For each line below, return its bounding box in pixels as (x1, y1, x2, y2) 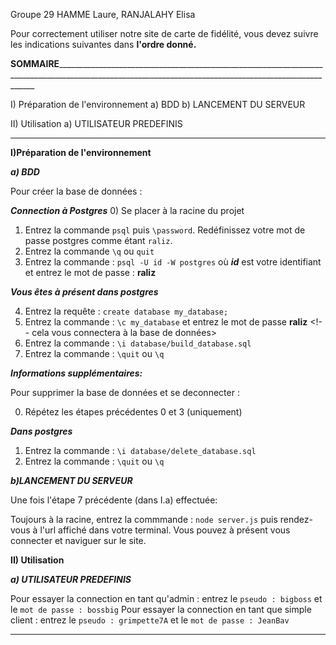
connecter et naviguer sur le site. (10, 535, 147, 546)
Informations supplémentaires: (10, 367, 143, 379)
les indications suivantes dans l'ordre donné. (10, 39, 197, 50)
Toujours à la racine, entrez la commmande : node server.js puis (10, 514, 278, 525)
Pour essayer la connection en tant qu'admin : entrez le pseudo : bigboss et (10, 593, 323, 604)
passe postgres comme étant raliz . (24, 235, 173, 246)
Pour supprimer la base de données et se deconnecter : (10, 387, 240, 398)
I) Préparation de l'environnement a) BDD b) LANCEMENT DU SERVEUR (10, 99, 306, 110)
